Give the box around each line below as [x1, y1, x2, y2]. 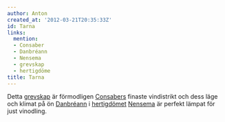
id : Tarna [7, 23, 36, 29]
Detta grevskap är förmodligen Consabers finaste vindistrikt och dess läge [7, 93, 218, 101]
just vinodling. [7, 107, 47, 115]
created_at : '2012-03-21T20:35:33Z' [7, 16, 112, 23]
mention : [13, 36, 39, 42]
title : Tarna [7, 73, 45, 81]
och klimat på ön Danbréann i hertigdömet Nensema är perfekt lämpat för [7, 100, 215, 108]
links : [7, 29, 26, 36]
